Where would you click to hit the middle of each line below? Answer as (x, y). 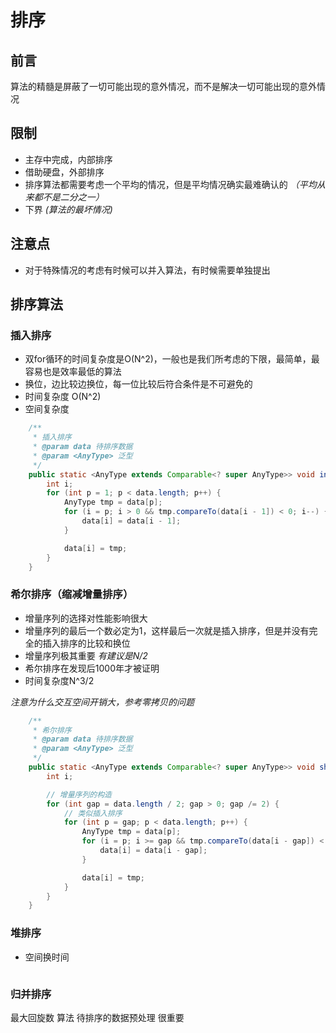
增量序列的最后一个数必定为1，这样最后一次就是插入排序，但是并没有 (167, 630)
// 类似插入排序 (93, 813)
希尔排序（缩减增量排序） (72, 594)
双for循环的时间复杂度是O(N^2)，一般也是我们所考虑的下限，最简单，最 (172, 359)
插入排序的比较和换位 (86, 643)
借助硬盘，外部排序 (64, 172)
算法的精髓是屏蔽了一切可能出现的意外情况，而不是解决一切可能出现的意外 (163, 86)
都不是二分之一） (69, 197)
